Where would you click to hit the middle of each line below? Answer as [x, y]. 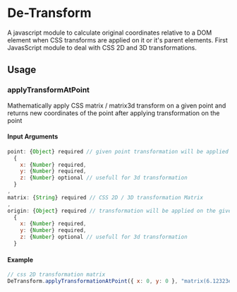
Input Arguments [33, 136]
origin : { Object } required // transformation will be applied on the [112, 211]
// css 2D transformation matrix [56, 275]
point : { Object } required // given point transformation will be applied [118, 151]
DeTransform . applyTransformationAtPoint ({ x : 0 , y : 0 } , [93, 281]
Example [20, 259]
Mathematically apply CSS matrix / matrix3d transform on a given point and [117, 105]
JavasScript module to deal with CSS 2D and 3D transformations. [102, 47]
